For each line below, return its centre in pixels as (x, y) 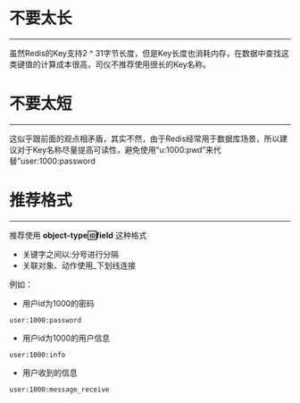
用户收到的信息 (50, 373)
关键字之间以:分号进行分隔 (70, 254)
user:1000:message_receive (59, 390)
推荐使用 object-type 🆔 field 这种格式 (78, 235)
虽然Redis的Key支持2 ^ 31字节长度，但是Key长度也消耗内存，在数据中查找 (145, 53)
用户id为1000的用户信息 (66, 338)
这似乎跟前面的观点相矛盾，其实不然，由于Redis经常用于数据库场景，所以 (145, 139)
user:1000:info (37, 355)
